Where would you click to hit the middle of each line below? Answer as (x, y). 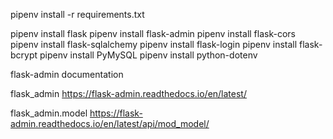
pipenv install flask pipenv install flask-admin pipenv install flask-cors (153, 33)
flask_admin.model (49, 113)
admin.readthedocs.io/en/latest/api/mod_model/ (110, 123)
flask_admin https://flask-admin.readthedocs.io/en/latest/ (128, 93)
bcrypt (24, 55)
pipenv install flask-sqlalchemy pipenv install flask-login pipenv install (154, 44)
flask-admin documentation (67, 74)
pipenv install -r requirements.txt (77, 14)
